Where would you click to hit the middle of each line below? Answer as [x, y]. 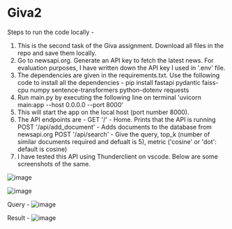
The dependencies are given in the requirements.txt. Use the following [118, 75]
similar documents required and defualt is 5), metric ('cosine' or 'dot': [117, 141]
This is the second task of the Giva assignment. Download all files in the [121, 45]
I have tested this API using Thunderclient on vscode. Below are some [117, 156]
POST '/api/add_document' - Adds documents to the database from [115, 127]
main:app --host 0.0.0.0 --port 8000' [70, 104]
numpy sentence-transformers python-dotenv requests [110, 90]
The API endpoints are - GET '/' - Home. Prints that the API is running [116, 119]
